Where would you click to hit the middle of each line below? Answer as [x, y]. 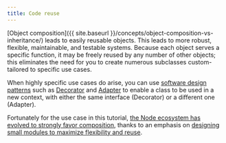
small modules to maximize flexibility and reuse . [75, 132]
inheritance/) [25, 40]
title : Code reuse [33, 13]
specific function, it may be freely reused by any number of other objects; [112, 55]
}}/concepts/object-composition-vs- [162, 33]
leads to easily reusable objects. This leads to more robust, [128, 40]
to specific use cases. [61, 69]
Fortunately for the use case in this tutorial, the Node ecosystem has [104, 118]
